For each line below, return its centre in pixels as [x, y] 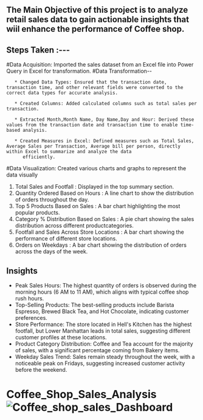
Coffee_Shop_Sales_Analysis [81, 395]
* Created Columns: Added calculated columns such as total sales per [106, 104]
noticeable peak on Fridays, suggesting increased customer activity [100, 363]
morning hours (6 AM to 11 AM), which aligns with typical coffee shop [102, 292]
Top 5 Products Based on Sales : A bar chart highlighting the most [98, 206]
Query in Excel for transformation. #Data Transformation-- [79, 71]
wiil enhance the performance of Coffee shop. [95, 29]
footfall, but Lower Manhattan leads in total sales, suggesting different [103, 331]
